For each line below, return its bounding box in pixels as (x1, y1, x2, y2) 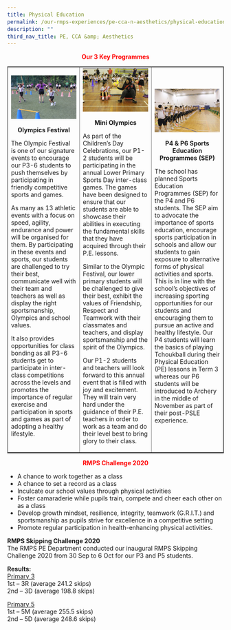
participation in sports (11, 407, 74, 416)
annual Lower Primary (82, 169, 145, 177)
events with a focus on (11, 211, 75, 220)
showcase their (82, 212, 126, 221)
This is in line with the (154, 277, 216, 285)
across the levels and (11, 378, 71, 387)
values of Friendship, (82, 299, 142, 307)
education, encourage (154, 226, 217, 234)
